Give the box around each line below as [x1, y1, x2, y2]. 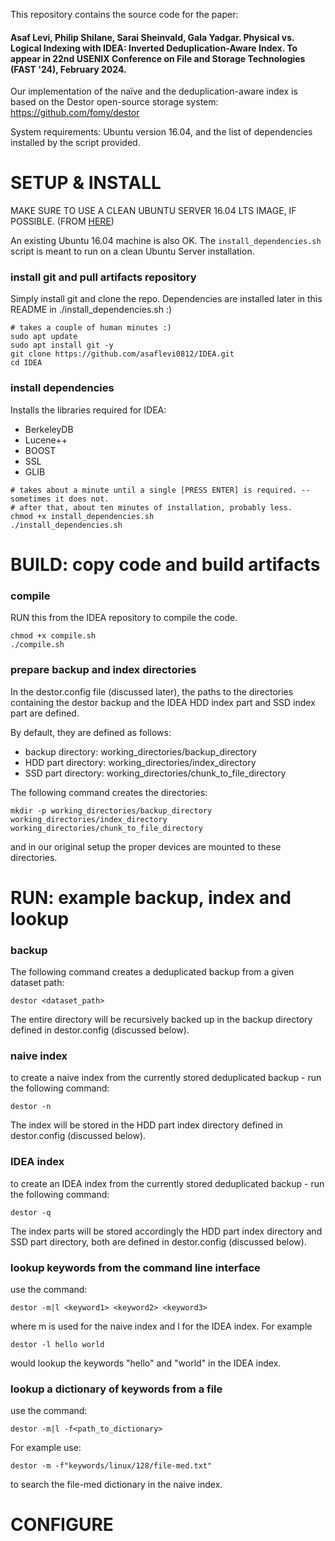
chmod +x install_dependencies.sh [10, 511, 155, 521]
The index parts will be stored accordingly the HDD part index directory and [10, 1225, 323, 1237]
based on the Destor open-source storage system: [10, 96, 219, 108]
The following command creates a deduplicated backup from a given [10, 966, 295, 978]
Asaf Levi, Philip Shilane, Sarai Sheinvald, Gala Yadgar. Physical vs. [10, 31, 295, 43]
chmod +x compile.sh [10, 631, 97, 641]
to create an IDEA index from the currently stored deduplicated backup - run [10, 1177, 325, 1189]
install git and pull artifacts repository [10, 270, 197, 284]
